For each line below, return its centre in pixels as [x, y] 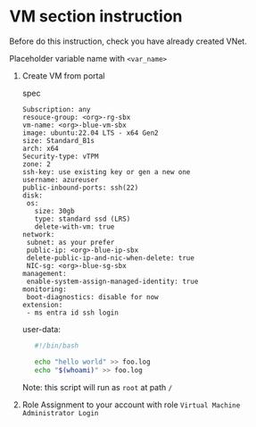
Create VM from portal [63, 75]
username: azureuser [60, 180]
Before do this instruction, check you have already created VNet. [128, 41]
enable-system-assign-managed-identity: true [112, 281]
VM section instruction [96, 17]
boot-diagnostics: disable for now [92, 297]
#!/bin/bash [57, 346]
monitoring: [44, 289]
